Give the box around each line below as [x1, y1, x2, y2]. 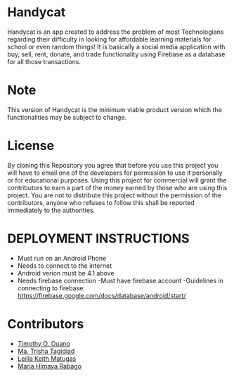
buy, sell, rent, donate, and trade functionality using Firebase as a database [7, 50, 226, 58]
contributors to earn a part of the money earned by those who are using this [7, 183, 228, 192]
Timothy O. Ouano [17, 339, 70, 347]
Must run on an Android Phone [17, 254, 107, 262]
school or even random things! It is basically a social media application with [7, 42, 226, 51]
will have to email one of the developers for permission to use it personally [7, 168, 223, 177]
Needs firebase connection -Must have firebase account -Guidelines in [17, 276, 223, 285]
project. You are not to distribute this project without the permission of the [7, 191, 221, 199]
